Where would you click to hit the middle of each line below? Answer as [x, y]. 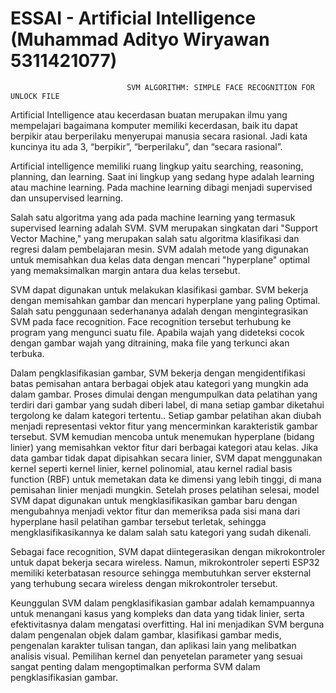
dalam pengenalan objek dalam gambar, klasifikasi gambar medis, [146, 634]
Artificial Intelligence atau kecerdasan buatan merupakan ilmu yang [149, 114]
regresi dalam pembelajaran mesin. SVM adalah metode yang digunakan [159, 249]
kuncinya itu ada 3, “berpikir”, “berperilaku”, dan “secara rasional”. [146, 146]
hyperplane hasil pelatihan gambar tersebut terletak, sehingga [138, 521]
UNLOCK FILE [35, 96]
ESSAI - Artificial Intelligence [133, 18]
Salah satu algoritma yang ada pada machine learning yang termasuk [153, 217]
